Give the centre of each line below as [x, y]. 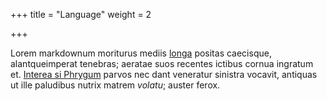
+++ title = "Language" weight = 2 [81, 14]
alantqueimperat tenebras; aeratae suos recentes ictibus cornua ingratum [162, 63]
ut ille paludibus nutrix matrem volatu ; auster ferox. [115, 85]
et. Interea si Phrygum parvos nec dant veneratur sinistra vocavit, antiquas [164, 74]
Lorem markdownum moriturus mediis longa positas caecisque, [141, 53]
